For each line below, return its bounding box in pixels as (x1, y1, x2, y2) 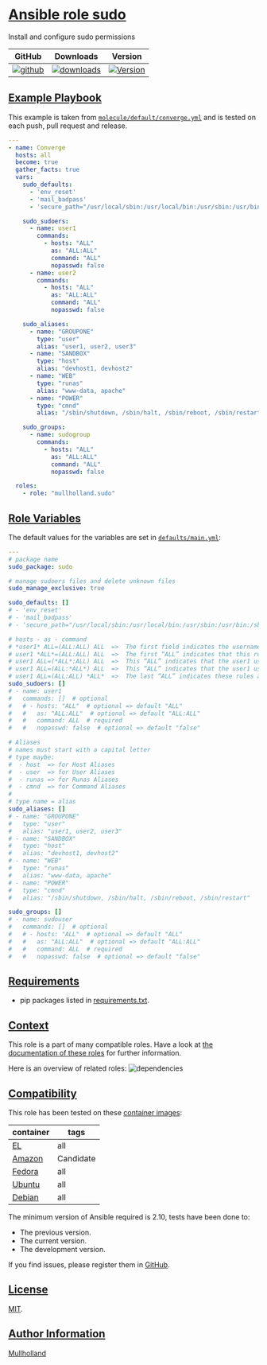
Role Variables (8, 511, 81, 525)
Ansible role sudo (8, 6, 126, 24)
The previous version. (19, 1227, 91, 1237)
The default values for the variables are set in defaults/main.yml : (8, 532, 221, 542)
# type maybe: (8, 753, 56, 761)
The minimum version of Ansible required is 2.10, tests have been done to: (8, 1212, 250, 1222)
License (8, 1283, 48, 1297)
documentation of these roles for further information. (8, 1048, 182, 1058)
